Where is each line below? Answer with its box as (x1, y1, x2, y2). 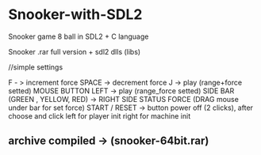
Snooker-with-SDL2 (8, 6, 143, 24)
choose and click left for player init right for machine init (8, 111, 191, 120)
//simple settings (8, 62, 63, 72)
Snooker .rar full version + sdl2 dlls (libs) (8, 47, 141, 56)
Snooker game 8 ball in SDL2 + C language (8, 32, 149, 41)
